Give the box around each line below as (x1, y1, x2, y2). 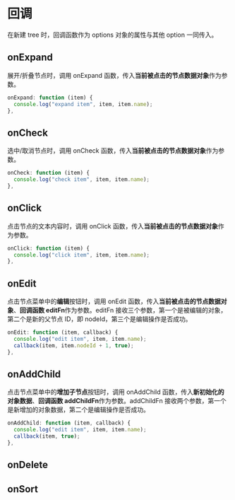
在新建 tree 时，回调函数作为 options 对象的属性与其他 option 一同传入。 (7, 30, 218, 39)
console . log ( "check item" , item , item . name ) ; (13, 176, 150, 183)
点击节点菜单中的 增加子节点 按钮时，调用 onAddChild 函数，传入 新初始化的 (7, 388, 224, 396)
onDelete (7, 459, 48, 471)
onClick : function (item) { (7, 245, 90, 252)
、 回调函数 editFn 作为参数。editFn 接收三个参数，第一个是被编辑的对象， (13, 306, 227, 315)
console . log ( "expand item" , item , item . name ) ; (13, 100, 153, 107)
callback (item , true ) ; (13, 433, 80, 440)
